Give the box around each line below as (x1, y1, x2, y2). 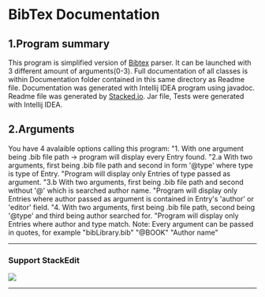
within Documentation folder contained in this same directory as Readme (8, 75, 245, 84)
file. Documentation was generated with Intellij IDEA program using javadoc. (8, 83, 255, 92)
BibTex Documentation (8, 6, 160, 24)
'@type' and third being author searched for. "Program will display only (8, 211, 239, 220)
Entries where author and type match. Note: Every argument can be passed (8, 219, 254, 228)
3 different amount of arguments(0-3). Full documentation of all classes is (8, 66, 248, 76)
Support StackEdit (8, 254, 80, 265)
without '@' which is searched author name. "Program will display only (8, 186, 238, 195)
